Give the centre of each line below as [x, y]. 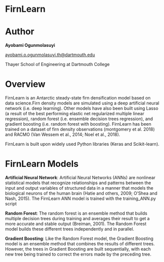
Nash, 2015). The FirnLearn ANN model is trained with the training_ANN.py [81, 198]
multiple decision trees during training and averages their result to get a [77, 218]
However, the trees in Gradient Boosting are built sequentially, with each [78, 249]
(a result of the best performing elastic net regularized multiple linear [75, 114]
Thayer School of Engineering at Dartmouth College [57, 65]
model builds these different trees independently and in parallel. [70, 229]
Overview [25, 84]
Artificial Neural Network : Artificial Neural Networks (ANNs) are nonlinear [80, 178]
